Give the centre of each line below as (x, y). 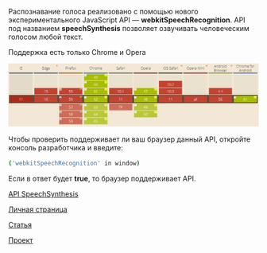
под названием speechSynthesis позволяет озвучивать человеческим (129, 28)
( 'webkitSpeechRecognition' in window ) (74, 163)
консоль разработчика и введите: (66, 148)
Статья (20, 225)
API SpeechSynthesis (43, 194)
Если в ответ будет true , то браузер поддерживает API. (102, 179)
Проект (21, 240)
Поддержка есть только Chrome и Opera (77, 52)
